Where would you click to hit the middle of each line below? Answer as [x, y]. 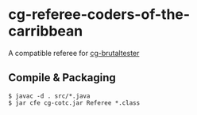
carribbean [46, 31]
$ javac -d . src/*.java [49, 96]
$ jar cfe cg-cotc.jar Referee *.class [74, 103]
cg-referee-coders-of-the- [99, 15]
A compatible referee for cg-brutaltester [74, 53]
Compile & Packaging [62, 78]
